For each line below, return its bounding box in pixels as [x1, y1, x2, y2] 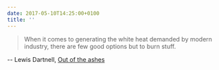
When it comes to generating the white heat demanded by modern [23, 35, 213, 43]
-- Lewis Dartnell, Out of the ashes [7, 55, 105, 63]
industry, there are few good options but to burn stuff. [23, 42, 176, 50]
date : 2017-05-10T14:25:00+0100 [7, 10, 100, 17]
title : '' [7, 16, 36, 23]
